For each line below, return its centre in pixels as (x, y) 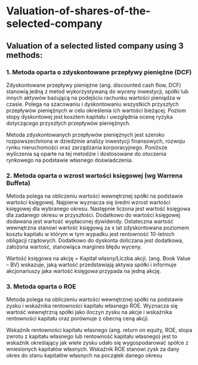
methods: (24, 55)
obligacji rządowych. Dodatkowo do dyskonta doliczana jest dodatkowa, (95, 241)
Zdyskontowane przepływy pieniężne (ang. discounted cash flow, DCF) (94, 85)
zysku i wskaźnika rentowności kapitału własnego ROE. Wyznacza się (92, 306)
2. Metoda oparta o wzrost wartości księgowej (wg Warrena (95, 176)
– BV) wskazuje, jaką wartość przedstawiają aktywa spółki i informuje (92, 265)
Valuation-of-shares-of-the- (78, 11)
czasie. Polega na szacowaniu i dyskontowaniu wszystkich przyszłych (92, 104)
